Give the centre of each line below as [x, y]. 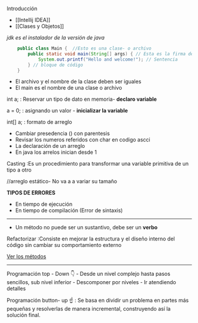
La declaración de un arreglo [50, 146]
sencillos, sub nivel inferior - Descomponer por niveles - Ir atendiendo [91, 282]
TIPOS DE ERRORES [31, 193]
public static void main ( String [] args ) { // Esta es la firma [107, 54]
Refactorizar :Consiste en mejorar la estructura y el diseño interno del [91, 239]
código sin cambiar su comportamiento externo [64, 245]
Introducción [22, 9]
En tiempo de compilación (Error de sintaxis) [69, 210]
